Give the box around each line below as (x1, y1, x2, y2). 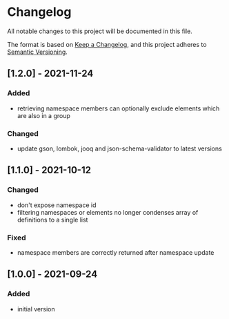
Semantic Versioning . (7, 48, 68, 56)
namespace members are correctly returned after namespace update (17, 248, 215, 256)
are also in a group (17, 111, 71, 119)
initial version (17, 304, 55, 313)
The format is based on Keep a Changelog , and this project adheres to (7, 40, 207, 48)
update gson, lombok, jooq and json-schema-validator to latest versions (17, 144, 222, 153)
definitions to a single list (17, 215, 88, 224)
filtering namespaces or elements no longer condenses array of (17, 208, 199, 216)
